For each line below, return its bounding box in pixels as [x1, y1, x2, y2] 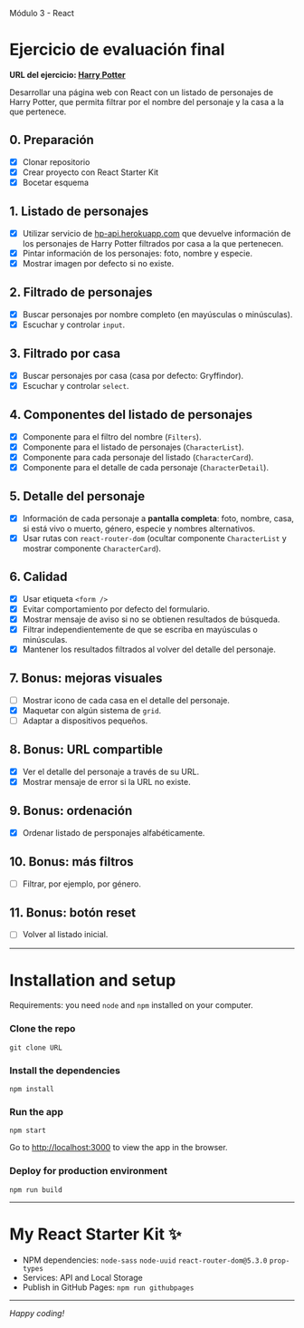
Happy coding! [9, 1307, 65, 1318]
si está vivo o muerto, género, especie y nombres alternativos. [22, 523, 256, 534]
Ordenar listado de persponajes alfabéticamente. [22, 827, 205, 838]
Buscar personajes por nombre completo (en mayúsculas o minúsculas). [22, 308, 293, 320]
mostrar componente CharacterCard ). [22, 543, 161, 554]
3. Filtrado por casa [9, 346, 121, 362]
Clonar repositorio [22, 156, 90, 167]
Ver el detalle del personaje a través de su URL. [22, 766, 200, 777]
